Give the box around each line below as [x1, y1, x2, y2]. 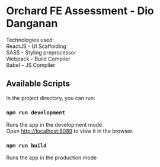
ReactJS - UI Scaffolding [6, 43, 66, 50]
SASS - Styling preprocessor [6, 49, 76, 56]
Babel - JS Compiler [6, 61, 56, 69]
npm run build [6, 142, 47, 149]
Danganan [6, 17, 58, 30]
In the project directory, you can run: [6, 94, 95, 101]
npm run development [6, 109, 66, 116]
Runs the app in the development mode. [6, 121, 104, 129]
